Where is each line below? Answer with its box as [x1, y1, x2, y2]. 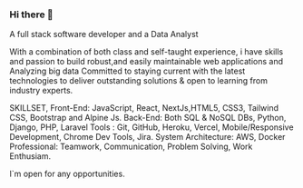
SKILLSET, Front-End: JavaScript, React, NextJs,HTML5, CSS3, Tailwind [9, 103, 279, 114]
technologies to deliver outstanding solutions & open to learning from [9, 75, 268, 86]
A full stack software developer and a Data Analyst [9, 29, 199, 40]
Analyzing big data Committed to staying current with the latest [9, 65, 246, 76]
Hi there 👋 [9, 8, 54, 21]
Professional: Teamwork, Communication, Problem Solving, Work [9, 141, 253, 153]
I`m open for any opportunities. [9, 168, 125, 180]
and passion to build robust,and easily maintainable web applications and [9, 56, 284, 67]
